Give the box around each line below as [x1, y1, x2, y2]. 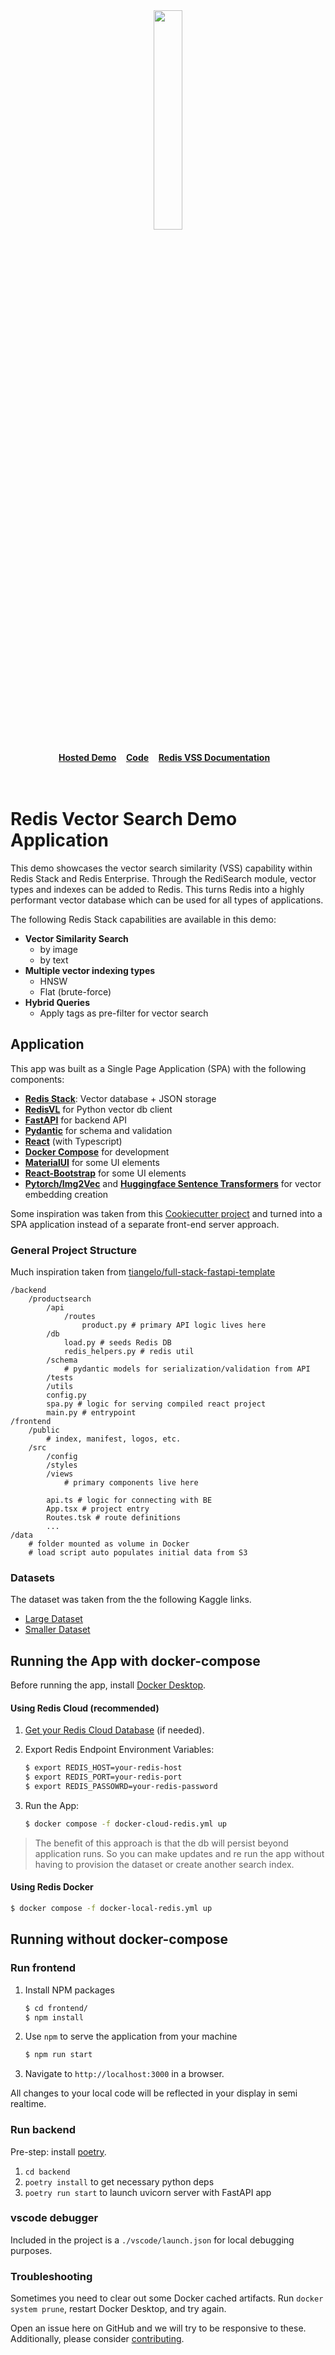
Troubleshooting [10, 2269, 93, 2283]
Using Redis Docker [10, 1881, 94, 1893]
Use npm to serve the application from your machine [24, 2030, 238, 2043]
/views [46, 1469, 74, 1479]
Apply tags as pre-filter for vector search [39, 1007, 209, 1019]
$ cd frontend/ [24, 2003, 89, 2013]
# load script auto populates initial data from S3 [28, 1548, 248, 1558]
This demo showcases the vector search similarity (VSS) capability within [10, 862, 313, 874]
